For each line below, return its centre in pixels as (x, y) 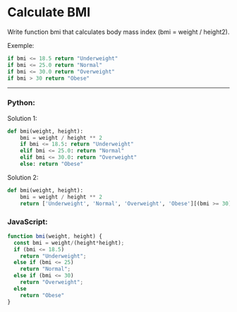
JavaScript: (28, 222)
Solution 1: (22, 118)
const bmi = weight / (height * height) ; (69, 243)
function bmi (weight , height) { (55, 236)
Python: (21, 103)
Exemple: (21, 45)
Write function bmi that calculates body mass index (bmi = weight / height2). (119, 32)
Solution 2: (23, 177)
